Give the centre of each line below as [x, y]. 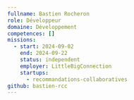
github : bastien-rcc [38, 86]
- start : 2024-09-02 [44, 46]
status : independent [50, 60]
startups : [35, 73]
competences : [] [31, 33]
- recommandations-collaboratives [77, 79]
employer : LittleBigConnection [66, 66]
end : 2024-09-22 [44, 54]
